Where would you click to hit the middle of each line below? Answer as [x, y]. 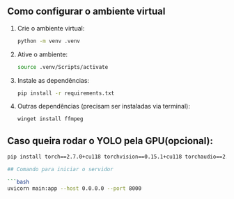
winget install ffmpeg [50, 119]
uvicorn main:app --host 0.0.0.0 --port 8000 [74, 188]
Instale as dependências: [53, 80]
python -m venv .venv [48, 41]
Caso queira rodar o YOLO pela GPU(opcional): [110, 141]
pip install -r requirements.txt [66, 93]
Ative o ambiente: [42, 54]
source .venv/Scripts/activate [63, 67]
